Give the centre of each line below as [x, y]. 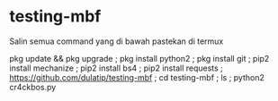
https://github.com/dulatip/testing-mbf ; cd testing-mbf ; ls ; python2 [137, 77]
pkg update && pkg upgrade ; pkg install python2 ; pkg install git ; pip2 [139, 58]
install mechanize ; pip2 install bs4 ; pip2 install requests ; [116, 68]
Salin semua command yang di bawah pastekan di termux [117, 41]
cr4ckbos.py [33, 87]
